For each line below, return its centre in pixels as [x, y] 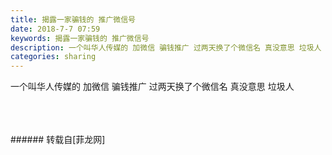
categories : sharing [53, 57]
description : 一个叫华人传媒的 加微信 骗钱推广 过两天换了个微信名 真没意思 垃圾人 [166, 47]
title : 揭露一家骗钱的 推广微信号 [73, 19]
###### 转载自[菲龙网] [58, 140]
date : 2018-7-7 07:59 [55, 29]
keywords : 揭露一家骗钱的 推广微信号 [80, 38]
